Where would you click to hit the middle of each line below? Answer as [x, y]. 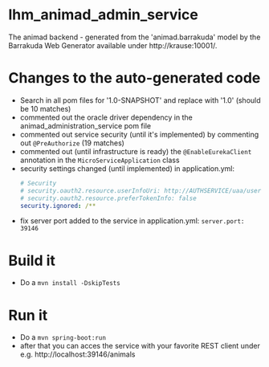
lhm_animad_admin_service [104, 15]
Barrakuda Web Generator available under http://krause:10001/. [113, 45]
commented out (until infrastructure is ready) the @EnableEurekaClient [136, 151]
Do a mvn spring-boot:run [63, 337]
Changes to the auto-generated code [134, 78]
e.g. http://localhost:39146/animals [77, 354]
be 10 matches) [45, 108]
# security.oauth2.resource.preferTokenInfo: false [108, 198]
